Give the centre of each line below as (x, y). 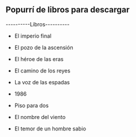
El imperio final (33, 36)
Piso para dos (31, 105)
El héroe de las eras (39, 59)
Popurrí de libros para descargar (68, 10)
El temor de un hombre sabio (50, 129)
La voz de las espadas (42, 82)
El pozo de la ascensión (44, 47)
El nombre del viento (40, 117)
